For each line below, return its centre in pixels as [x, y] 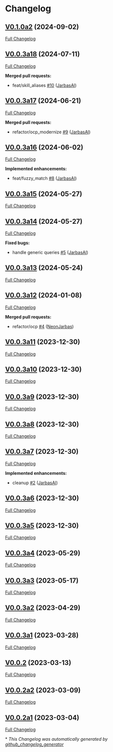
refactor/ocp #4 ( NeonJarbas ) [43, 326]
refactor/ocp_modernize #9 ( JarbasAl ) [51, 132]
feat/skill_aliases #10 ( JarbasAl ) [44, 85]
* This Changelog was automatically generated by [56, 739]
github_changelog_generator [35, 745]
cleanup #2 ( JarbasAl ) [35, 483]
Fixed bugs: [18, 243]
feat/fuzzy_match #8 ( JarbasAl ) [44, 178]
